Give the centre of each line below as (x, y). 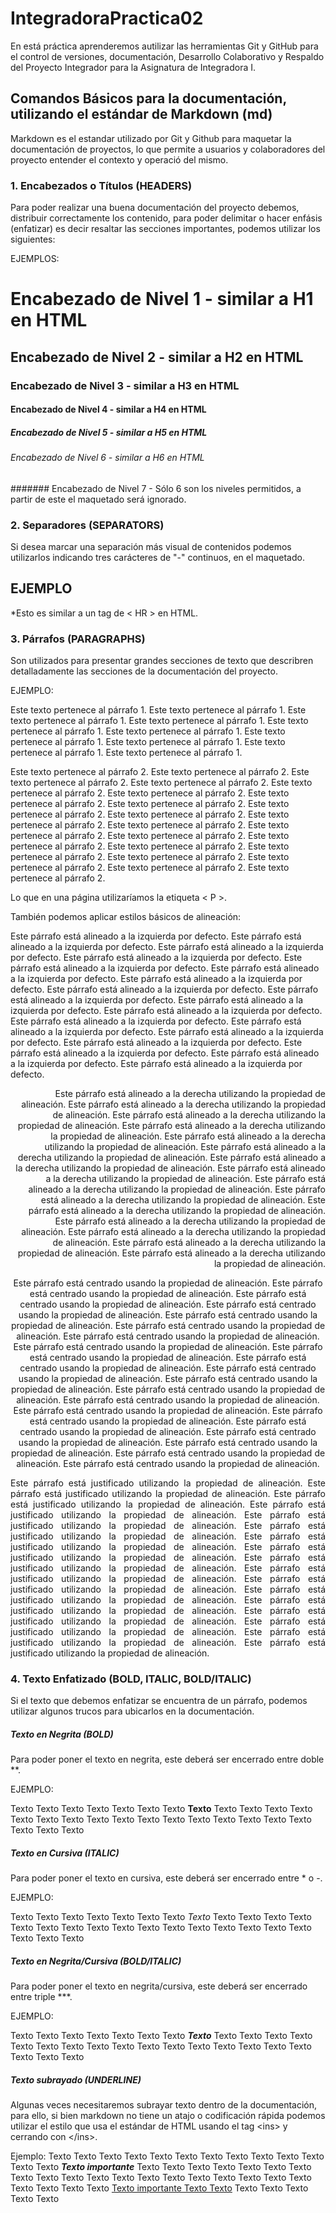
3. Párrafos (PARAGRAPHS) (78, 639)
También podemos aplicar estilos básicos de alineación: (126, 917)
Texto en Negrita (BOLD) (62, 1734)
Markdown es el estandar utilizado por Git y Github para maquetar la (151, 138)
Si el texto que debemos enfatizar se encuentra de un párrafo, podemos (159, 1701)
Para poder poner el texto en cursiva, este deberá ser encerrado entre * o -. (166, 1878)
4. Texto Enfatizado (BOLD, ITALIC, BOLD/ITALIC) (131, 1679)
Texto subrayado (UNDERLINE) (76, 2079)
